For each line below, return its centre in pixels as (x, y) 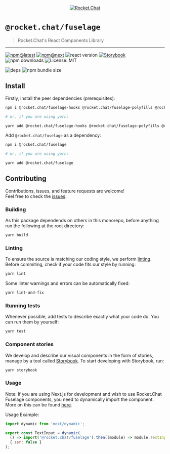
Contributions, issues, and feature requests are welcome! (65, 191)
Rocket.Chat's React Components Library (61, 40)
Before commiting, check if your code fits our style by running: (71, 264)
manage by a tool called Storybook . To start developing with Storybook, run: (85, 361)
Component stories (30, 344)
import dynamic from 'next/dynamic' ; (45, 424)
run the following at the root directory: (45, 226)
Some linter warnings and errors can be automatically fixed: (68, 283)
